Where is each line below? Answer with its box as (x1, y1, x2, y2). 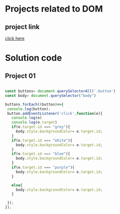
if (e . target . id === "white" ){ (11, 138, 73, 143)
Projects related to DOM (5, 3, 103, 15)
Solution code (5, 52, 62, 63)
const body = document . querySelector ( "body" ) (5, 93, 96, 98)
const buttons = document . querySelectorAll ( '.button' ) (5, 89, 116, 93)
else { (11, 183, 23, 187)
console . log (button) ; (7, 107, 51, 111)
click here (5, 35, 25, 41)
